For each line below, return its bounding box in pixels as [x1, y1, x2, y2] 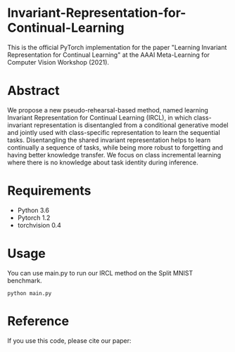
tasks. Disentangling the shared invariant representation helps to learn [7, 136, 211, 144]
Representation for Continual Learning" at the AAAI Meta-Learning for [7, 51, 210, 59]
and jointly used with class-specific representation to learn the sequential [7, 128, 220, 136]
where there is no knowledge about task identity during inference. [7, 158, 198, 167]
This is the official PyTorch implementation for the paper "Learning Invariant [7, 43, 227, 51]
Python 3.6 [17, 206, 49, 214]
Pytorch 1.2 [17, 213, 51, 222]
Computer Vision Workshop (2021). [7, 58, 110, 66]
